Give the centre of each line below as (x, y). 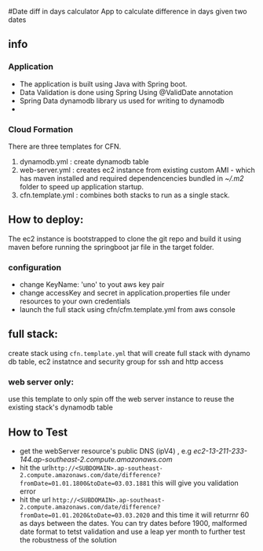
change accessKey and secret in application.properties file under (125, 293)
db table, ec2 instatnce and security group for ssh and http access (116, 362)
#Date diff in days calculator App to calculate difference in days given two (128, 11)
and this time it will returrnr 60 (201, 515)
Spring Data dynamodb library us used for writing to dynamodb (122, 101)
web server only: (41, 382)
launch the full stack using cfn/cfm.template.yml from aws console (127, 310)
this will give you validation (195, 483)
